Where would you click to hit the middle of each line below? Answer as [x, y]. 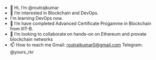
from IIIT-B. [21, 29]
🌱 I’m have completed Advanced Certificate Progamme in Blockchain [80, 23]
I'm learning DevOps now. [36, 18]
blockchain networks [31, 39]
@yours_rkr [22, 52]
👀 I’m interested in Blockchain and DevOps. [54, 13]
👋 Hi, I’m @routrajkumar [34, 8]
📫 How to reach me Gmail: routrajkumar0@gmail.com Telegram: [76, 45]
